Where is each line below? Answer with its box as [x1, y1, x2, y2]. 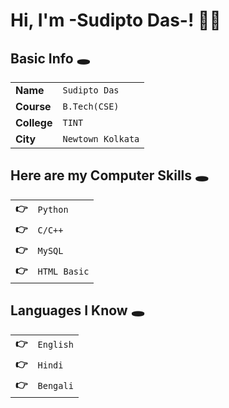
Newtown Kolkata [62, 134, 140, 144]
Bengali [37, 380, 74, 392]
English [37, 339, 74, 351]
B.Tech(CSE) [62, 101, 120, 112]
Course [15, 100, 52, 113]
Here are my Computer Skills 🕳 [10, 167, 209, 184]
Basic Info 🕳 [10, 50, 91, 67]
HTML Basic [37, 266, 90, 278]
